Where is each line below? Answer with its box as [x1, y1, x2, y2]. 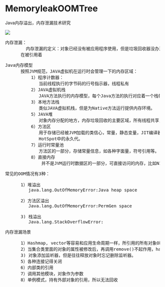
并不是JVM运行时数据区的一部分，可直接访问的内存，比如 [41, 160, 157, 166]
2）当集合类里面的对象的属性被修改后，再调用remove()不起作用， [20, 246, 156, 252]
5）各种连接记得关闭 [20, 259, 62, 264]
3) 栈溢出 [20, 214, 42, 219]
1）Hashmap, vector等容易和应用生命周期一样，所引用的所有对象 [20, 240, 157, 246]
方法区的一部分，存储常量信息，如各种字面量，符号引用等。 [38, 148, 160, 154]
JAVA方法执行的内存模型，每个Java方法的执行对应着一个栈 [38, 93, 159, 99]
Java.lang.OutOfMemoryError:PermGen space [28, 203, 133, 209]
